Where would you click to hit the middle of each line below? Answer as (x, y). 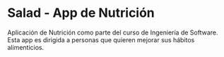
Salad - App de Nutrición (81, 13)
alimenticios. (26, 47)
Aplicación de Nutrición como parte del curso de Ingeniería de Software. (113, 32)
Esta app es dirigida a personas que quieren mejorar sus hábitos (101, 39)
